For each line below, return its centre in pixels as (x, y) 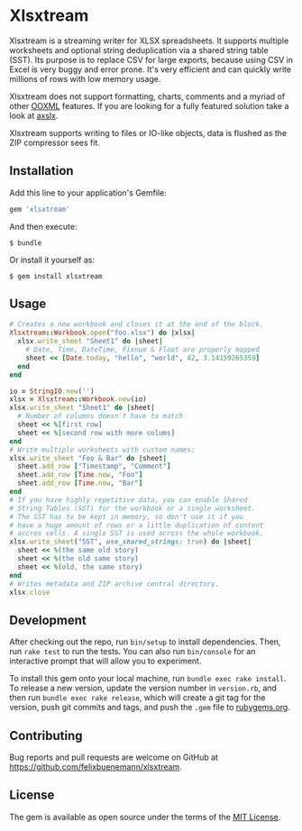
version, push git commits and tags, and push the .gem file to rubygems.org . (150, 708)
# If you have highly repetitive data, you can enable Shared (128, 500)
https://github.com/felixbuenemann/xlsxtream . (96, 767)
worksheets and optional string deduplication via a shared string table (139, 50)
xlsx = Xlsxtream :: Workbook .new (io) (78, 399)
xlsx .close (30, 592)
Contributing (46, 735)
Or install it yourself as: (52, 260)
